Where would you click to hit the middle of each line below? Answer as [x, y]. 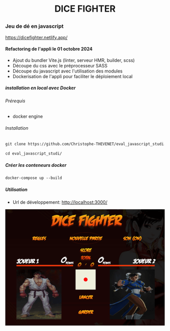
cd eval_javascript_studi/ [34, 154]
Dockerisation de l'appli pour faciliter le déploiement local [73, 76]
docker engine [28, 117]
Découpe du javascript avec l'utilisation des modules [68, 71]
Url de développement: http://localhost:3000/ [60, 202]
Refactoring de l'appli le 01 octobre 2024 [49, 49]
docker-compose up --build [34, 178]
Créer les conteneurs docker [36, 165]
